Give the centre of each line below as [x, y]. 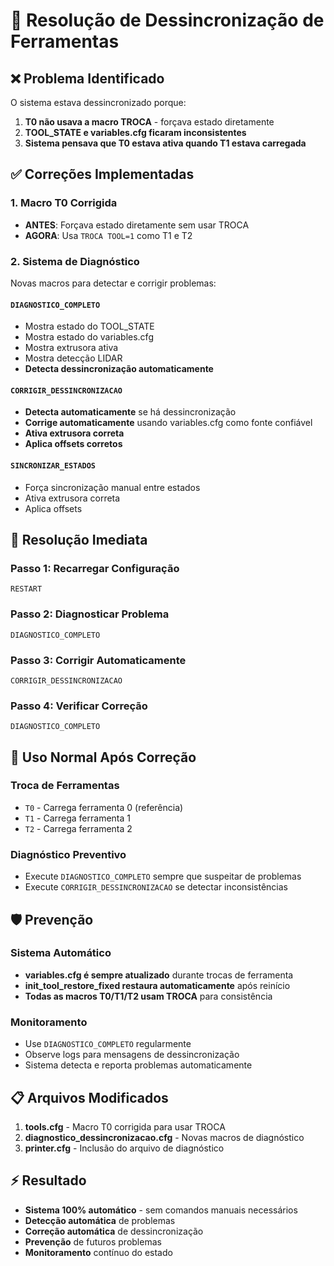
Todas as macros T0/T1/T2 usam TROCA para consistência [148, 996]
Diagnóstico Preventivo [68, 854]
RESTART [26, 589]
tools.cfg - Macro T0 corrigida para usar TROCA [125, 1126]
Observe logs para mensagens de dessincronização [132, 1055]
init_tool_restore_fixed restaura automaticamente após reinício [157, 985]
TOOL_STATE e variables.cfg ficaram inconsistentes [135, 132]
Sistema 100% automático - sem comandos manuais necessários [161, 1210]
